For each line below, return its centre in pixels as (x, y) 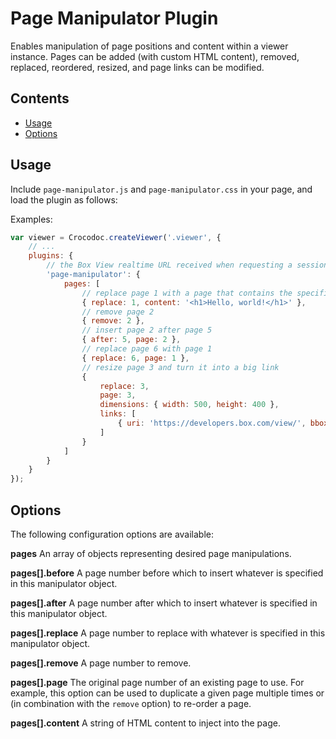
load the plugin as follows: (64, 199)
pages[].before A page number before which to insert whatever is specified (167, 573)
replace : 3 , (124, 386)
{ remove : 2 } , (113, 321)
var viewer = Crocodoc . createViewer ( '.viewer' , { (116, 237)
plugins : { (51, 256)
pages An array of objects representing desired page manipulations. (151, 553)
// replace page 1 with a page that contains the (187, 293)
